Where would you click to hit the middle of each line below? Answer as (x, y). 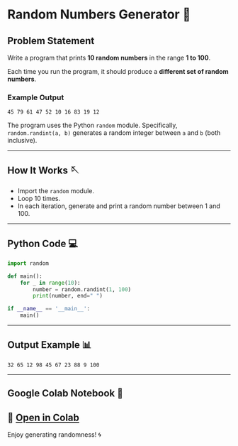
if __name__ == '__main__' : (49, 309)
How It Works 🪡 (44, 170)
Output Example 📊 (50, 345)
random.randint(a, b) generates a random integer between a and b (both (114, 133)
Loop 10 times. (39, 199)
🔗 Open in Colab (44, 417)
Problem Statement (51, 41)
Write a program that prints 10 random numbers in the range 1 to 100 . (109, 58)
